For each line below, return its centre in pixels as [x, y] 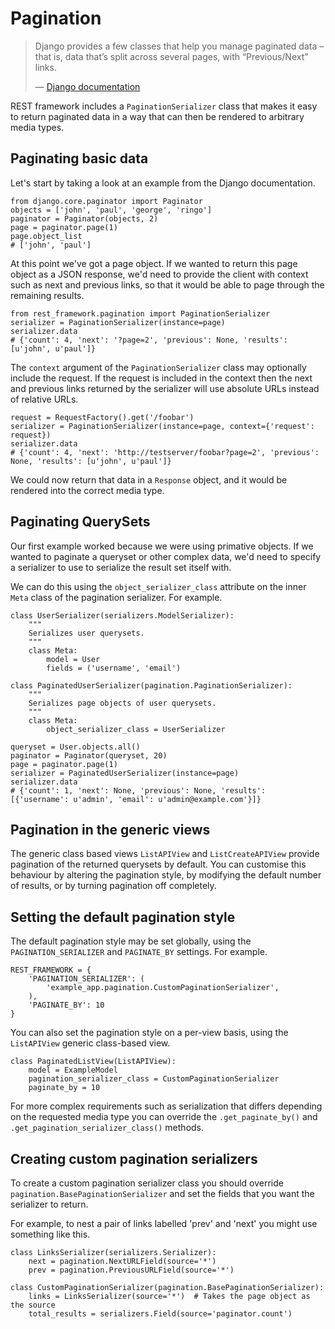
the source [33, 1305]
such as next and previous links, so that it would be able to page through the [167, 284]
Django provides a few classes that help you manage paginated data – [179, 46]
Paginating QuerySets [80, 522]
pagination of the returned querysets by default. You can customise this [158, 864]
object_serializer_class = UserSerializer [136, 729]
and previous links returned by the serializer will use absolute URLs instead [165, 388]
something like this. [50, 1234]
